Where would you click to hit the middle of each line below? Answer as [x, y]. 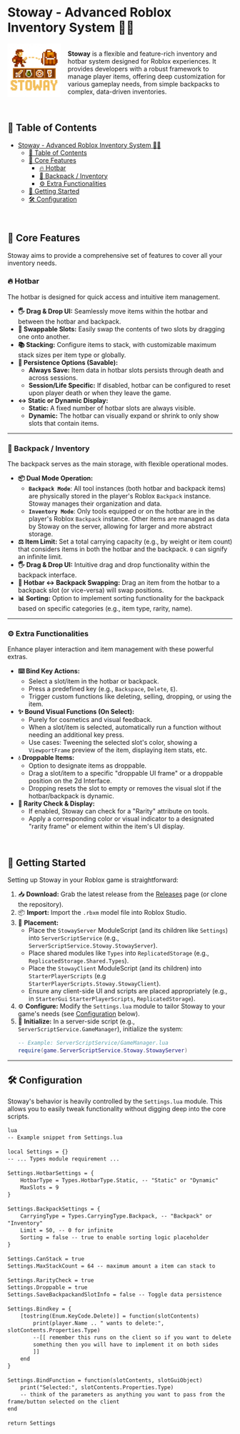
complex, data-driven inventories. [117, 91]
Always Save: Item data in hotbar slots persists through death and [126, 370]
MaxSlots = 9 [40, 1187]
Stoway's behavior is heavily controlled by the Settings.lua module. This [115, 1101]
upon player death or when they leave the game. [100, 393]
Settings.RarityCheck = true [51, 1280]
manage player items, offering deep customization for [146, 76]
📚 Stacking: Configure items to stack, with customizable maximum [117, 344]
